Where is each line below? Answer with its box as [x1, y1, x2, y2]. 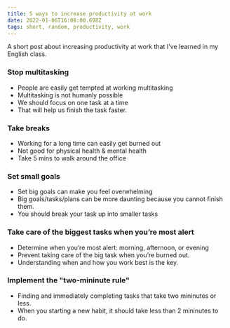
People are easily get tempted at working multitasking [17, 83, 173, 92]
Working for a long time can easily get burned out [17, 139, 161, 147]
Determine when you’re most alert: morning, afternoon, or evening [17, 243, 209, 252]
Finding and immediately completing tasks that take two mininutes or [17, 292, 217, 300]
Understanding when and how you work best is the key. [17, 258, 179, 266]
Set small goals [7, 171, 61, 181]
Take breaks [7, 123, 50, 133]
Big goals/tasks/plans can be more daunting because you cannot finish [17, 195, 223, 203]
